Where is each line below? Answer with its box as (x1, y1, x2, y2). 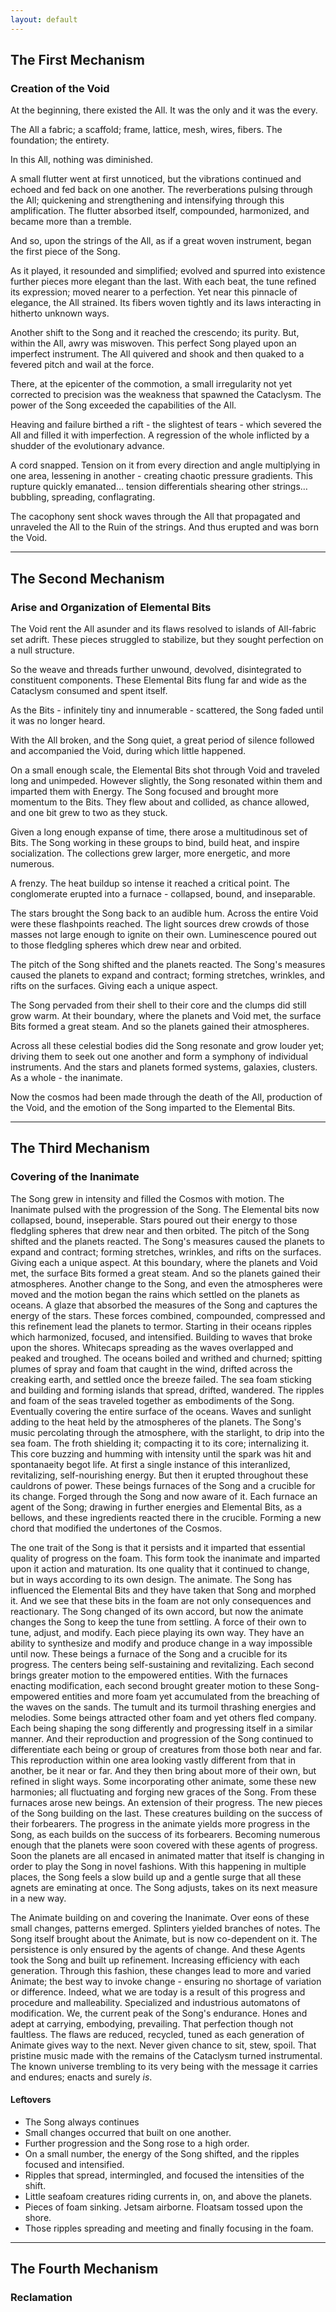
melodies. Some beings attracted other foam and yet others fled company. (10, 1711, 317, 1723)
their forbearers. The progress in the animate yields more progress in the (10, 1817, 311, 1830)
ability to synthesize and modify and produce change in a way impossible (10, 1637, 313, 1649)
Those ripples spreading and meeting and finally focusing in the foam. (24, 2222, 314, 2234)
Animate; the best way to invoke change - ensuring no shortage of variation (10, 1975, 322, 1987)
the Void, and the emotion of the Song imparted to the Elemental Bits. (10, 1102, 296, 1113)
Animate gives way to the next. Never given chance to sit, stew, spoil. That (10, 2039, 317, 2051)
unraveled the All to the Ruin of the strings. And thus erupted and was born (10, 521, 320, 533)
